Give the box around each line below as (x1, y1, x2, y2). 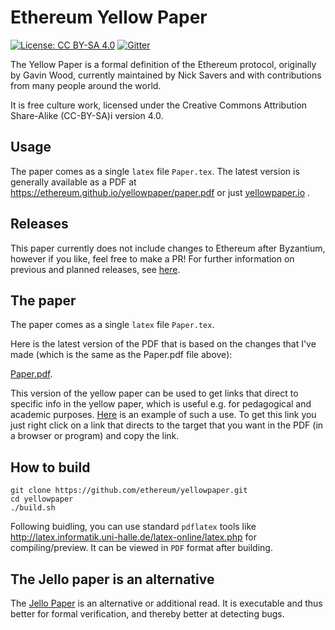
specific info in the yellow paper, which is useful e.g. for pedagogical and (10, 398, 312, 410)
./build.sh (10, 503, 56, 513)
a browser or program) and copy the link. (10, 430, 180, 442)
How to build (10, 459, 91, 476)
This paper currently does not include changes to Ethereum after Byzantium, (10, 242, 326, 254)
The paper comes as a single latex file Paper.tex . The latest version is (10, 165, 300, 177)
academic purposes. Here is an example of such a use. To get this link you (10, 409, 317, 421)
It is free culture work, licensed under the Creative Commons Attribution (10, 99, 308, 111)
